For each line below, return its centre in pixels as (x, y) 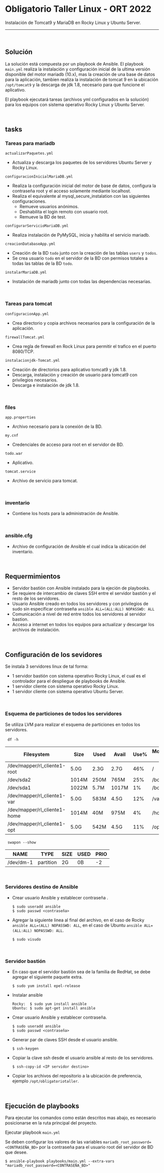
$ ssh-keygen (25, 1049)
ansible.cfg (19, 536)
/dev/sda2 (19, 779)
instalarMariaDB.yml (26, 273)
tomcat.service (20, 472)
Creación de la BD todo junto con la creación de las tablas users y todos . (85, 253)
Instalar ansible (27, 995)
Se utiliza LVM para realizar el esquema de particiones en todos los (73, 724)
